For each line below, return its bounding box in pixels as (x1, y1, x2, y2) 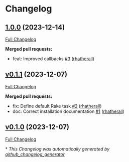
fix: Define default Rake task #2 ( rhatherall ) (12, 103, 102, 109)
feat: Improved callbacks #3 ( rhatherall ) (12, 56, 94, 62)
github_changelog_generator (5, 151, 65, 157)
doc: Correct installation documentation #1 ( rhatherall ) (12, 108, 124, 114)
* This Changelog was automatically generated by (5, 146, 110, 152)
